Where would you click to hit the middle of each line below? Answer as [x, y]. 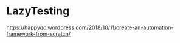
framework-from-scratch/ [39, 33]
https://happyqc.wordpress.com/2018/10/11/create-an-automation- [90, 27]
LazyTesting [38, 11]
